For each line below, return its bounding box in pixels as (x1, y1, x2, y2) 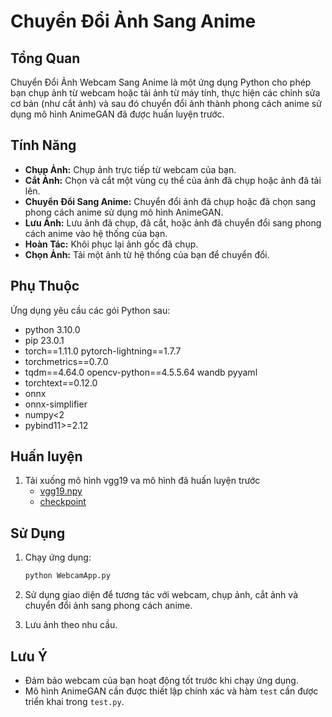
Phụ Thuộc (10, 278, 80, 295)
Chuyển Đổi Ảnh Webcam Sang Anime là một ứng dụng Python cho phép (10, 76, 312, 88)
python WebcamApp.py (24, 571, 111, 581)
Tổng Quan (10, 50, 81, 67)
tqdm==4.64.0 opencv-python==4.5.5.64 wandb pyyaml (24, 366, 258, 378)
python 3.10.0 (24, 323, 81, 335)
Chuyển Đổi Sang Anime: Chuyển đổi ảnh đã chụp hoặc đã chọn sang (24, 195, 317, 207)
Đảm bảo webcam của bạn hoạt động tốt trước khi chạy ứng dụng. (24, 674, 299, 686)
